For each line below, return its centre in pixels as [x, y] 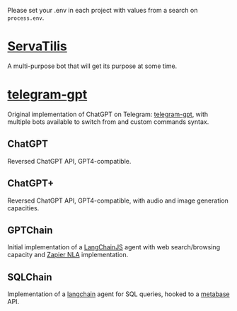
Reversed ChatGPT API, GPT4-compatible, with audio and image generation [118, 200]
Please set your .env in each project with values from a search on [103, 10]
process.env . [26, 18]
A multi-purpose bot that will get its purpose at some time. [92, 66]
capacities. [23, 208]
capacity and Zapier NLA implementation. [68, 255]
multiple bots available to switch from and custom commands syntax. [108, 121]
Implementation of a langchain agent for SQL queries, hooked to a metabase [118, 294]
